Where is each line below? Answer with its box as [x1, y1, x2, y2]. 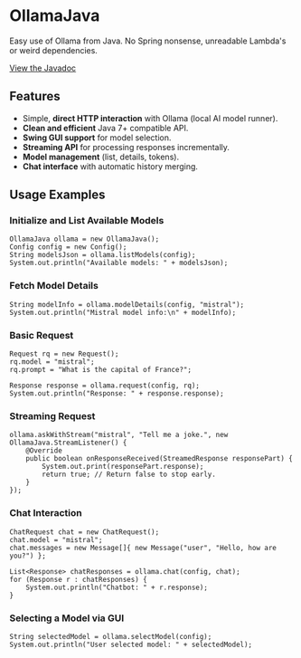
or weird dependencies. [9, 44, 98, 55]
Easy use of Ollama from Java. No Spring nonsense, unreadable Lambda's [9, 35, 287, 46]
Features [9, 89, 61, 104]
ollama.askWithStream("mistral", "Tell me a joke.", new [9, 431, 229, 440]
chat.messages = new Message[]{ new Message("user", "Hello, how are [9, 543, 277, 552]
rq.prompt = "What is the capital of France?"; [9, 366, 193, 375]
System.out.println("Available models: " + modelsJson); [9, 259, 229, 268]
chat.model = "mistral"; [9, 535, 103, 544]
